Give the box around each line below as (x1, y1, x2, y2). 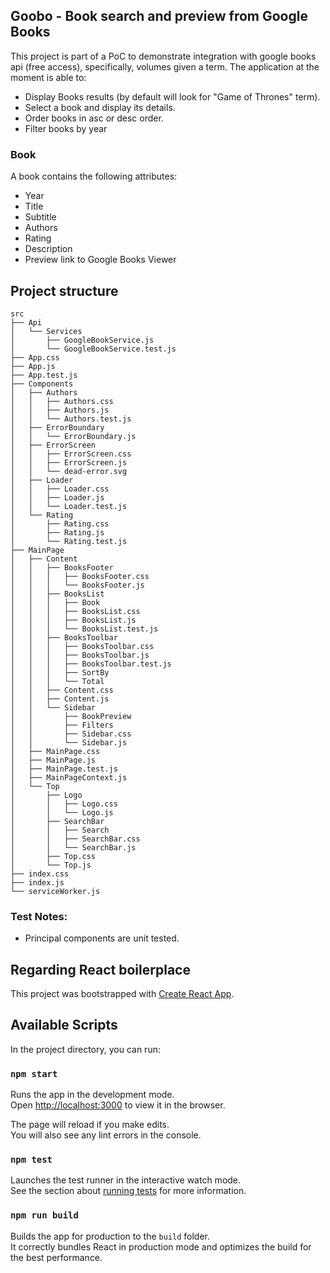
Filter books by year (24, 122, 108, 134)
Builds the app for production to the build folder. (10, 1230, 211, 1242)
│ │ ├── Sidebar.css (10, 729, 132, 739)
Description (24, 243, 73, 255)
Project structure (10, 282, 119, 299)
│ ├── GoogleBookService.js (10, 335, 155, 345)
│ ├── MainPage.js (10, 755, 97, 765)
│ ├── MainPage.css (10, 746, 101, 756)
